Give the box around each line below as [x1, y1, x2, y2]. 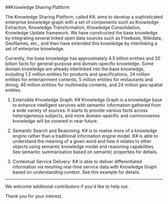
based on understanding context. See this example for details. [12, 169, 141, 175]
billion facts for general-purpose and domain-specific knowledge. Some [5, 61, 154, 66]
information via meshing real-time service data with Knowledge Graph [12, 164, 157, 170]
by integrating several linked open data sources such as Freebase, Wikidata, [5, 35, 162, 41]
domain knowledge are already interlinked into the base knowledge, [5, 66, 145, 72]
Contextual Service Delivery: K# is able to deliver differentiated [12, 159, 142, 164]
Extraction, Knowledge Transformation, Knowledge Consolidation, [5, 24, 141, 30]
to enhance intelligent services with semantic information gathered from [12, 102, 161, 108]
